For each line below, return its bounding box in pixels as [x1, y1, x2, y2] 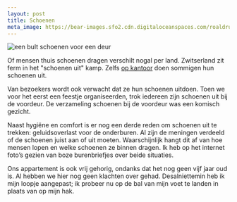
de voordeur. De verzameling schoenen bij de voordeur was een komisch [7, 100, 220, 108]
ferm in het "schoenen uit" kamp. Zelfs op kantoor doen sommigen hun [7, 64, 214, 72]
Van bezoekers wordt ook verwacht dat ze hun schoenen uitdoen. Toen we [7, 85, 226, 94]
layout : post [7, 10, 46, 18]
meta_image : [7, 23, 42, 30]
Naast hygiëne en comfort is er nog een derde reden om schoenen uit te [7, 121, 217, 130]
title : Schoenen [7, 17, 55, 24]
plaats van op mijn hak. [7, 187, 75, 196]
